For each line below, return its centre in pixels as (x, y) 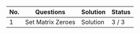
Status (121, 12)
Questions (50, 12)
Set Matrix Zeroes (50, 22)
